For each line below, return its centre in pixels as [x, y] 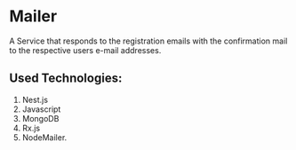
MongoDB [40, 118]
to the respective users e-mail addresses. [85, 50]
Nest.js [35, 99]
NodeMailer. [44, 137]
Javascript [41, 109]
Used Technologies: [66, 79]
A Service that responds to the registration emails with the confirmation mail [148, 41]
